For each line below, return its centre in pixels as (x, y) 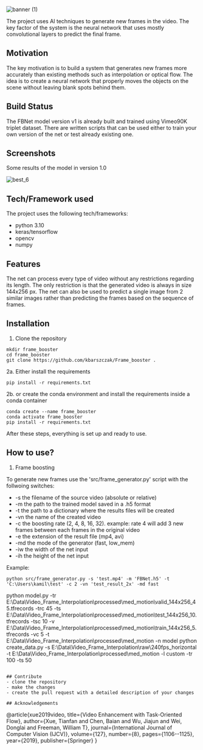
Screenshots (31, 153)
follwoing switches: (30, 486)
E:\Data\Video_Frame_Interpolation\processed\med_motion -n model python (102, 640)
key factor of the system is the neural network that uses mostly (85, 28)
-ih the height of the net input (52, 556)
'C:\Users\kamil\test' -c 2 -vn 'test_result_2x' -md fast (83, 584)
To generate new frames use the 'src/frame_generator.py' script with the (97, 479)
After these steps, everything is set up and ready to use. (77, 433)
